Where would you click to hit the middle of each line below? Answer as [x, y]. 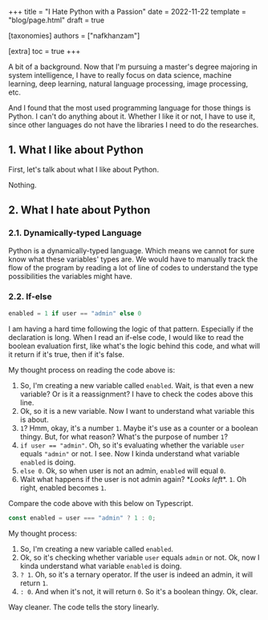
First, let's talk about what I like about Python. [83, 169]
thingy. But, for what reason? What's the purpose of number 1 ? [124, 436]
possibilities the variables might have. [70, 276]
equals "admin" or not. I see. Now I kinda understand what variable [130, 453]
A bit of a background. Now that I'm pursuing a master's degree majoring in [133, 67]
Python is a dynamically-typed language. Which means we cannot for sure [132, 250]
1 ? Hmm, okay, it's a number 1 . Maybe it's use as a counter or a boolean [139, 428]
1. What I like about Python [76, 150]
